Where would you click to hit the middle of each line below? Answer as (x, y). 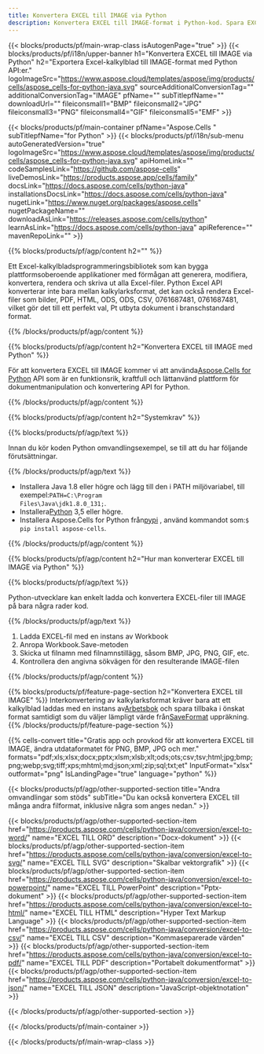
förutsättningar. (33, 456)
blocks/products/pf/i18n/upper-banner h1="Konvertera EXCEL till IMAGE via (130, 53)
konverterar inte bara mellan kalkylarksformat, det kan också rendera (120, 291)
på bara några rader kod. (48, 606)
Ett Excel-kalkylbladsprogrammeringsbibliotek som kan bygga (108, 266)
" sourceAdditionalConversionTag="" (194, 86)
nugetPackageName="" (47, 210)
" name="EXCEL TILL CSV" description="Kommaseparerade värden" (133, 937)
